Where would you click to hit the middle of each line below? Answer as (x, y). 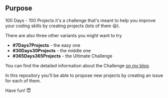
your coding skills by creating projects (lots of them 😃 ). (63, 26)
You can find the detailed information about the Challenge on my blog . (78, 65)
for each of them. (23, 80)
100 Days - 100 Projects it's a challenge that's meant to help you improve (80, 20)
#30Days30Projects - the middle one (52, 50)
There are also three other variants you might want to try (63, 35)
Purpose (19, 8)
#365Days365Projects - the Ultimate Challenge (62, 56)
